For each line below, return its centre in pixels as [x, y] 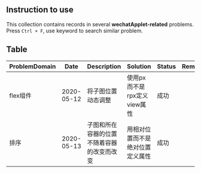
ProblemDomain [33, 66]
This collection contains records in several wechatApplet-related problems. [100, 24]
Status [167, 66]
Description [104, 66]
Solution [139, 66]
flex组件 [20, 95]
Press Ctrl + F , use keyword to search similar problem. [75, 31]
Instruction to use [40, 10]
